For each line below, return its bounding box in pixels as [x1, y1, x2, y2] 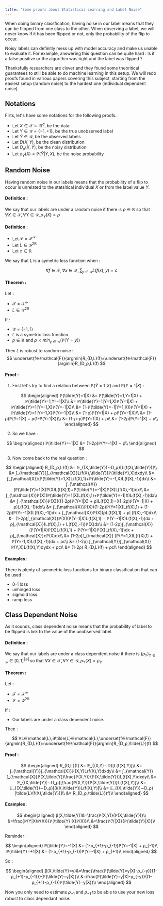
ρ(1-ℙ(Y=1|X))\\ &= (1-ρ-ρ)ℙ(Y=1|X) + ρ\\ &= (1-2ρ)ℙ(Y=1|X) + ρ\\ [31, 416, 158, 422]
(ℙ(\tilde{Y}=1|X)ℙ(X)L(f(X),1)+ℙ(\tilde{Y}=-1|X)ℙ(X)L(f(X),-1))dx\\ [13, 487, 143, 493]
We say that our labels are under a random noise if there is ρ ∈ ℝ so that [5, 206, 150, 212]
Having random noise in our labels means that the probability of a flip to [5, 179, 148, 185]
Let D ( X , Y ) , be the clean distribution [12, 139, 85, 145]
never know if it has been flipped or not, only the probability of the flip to [5, 31, 150, 36]
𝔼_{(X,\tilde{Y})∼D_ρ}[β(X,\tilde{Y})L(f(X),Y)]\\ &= [9, 785, 109, 791]
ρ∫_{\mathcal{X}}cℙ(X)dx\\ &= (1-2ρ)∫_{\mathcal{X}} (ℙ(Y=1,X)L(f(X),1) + [10, 533, 153, 539]
